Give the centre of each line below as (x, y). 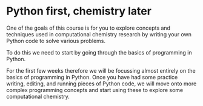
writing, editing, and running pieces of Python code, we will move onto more (101, 84)
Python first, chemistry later (79, 11)
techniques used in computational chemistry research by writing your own (99, 34)
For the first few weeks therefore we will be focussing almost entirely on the (101, 70)
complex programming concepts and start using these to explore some (95, 90)
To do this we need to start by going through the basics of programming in (99, 52)
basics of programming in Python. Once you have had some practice (92, 77)
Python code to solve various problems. (56, 41)
